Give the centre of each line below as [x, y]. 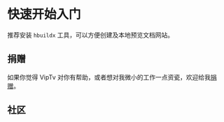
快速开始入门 [44, 14]
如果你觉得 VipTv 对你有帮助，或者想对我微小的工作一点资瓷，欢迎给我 [109, 77]
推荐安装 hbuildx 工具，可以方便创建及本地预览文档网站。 [90, 35]
